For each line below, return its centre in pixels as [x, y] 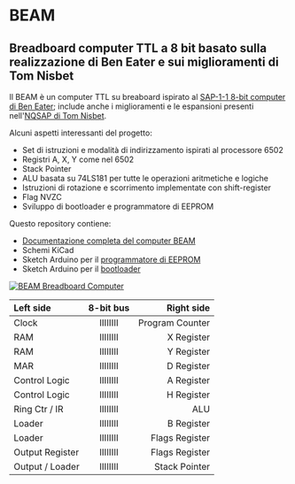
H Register [189, 395]
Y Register [189, 352]
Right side [189, 308]
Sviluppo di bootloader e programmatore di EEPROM [118, 206]
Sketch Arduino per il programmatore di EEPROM [111, 259]
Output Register [47, 452]
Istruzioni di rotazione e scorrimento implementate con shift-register [147, 188]
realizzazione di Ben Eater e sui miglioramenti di [144, 61]
